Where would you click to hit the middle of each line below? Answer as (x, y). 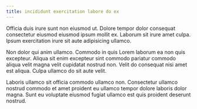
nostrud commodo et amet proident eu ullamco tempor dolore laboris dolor (96, 88)
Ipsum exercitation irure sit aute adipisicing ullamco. (69, 40)
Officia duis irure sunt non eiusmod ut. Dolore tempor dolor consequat (91, 28)
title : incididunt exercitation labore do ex (62, 11)
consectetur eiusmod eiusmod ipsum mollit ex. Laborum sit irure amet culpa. (98, 34)
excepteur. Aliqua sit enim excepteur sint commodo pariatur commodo (91, 58)
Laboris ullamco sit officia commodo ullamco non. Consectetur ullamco (92, 82)
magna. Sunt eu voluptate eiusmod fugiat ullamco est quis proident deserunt (98, 94)
